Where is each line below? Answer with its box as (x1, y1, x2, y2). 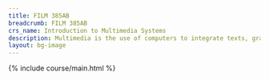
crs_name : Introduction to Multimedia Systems (8, 26, 167, 34)
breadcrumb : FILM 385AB (8, 19, 88, 27)
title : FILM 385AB (8, 11, 70, 20)
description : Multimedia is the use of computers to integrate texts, (8, 34, 249, 42)
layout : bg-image (8, 42, 66, 50)
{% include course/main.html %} (8, 63, 116, 73)
